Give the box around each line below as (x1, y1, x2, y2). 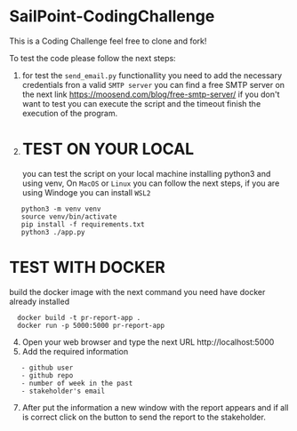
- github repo (20, 371, 74, 379)
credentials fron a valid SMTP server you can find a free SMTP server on (21, 79, 285, 90)
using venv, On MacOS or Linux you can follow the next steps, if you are (21, 178, 280, 188)
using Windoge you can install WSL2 (21, 187, 151, 197)
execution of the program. (21, 108, 118, 118)
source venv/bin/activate (20, 212, 117, 221)
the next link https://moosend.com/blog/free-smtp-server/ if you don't (21, 89, 280, 100)
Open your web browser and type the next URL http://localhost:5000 (21, 336, 275, 347)
